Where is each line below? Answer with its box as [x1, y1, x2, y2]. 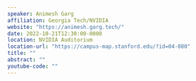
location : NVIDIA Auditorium [7, 37, 93, 44]
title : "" [7, 50, 37, 57]
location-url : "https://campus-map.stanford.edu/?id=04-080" [7, 43, 191, 50]
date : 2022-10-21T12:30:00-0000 [7, 30, 102, 37]
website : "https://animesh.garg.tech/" [7, 23, 125, 30]
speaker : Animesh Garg [7, 10, 74, 18]
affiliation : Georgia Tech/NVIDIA [7, 17, 109, 24]
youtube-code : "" [7, 63, 59, 70]
